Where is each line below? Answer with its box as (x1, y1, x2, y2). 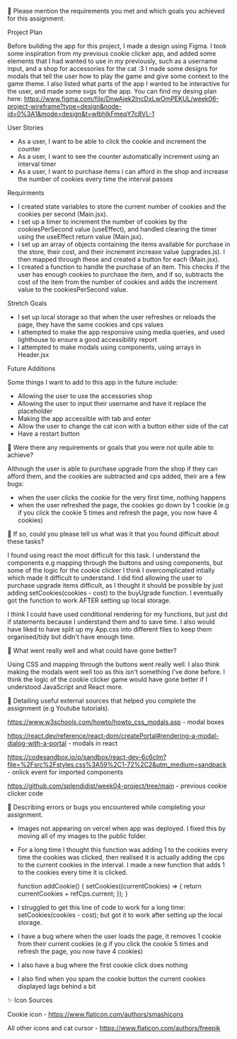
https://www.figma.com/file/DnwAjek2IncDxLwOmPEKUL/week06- (23, 94, 219, 103)
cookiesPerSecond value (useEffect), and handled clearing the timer (17, 225, 217, 233)
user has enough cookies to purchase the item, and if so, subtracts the (17, 270, 224, 278)
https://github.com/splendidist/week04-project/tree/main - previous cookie (7, 781, 228, 790)
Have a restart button (17, 429, 80, 438)
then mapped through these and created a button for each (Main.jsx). (17, 255, 220, 263)
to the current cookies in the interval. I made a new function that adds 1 (17, 861, 225, 869)
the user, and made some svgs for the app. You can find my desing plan (7, 87, 217, 95)
